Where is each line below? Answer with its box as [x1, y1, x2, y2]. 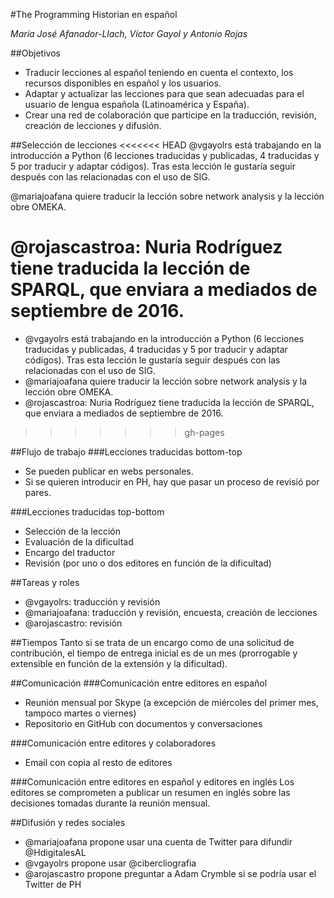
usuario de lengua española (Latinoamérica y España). [24, 99, 250, 110]
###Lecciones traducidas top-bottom [10, 505, 165, 518]
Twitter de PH [24, 878, 82, 890]
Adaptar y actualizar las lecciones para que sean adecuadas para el [24, 88, 305, 99]
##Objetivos [10, 47, 61, 59]
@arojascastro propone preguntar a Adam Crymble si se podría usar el [24, 867, 317, 879]
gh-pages [184, 426, 225, 438]
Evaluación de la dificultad [24, 535, 134, 548]
